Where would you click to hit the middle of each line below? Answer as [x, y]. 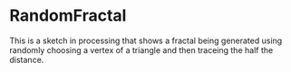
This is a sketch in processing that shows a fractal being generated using [146, 40]
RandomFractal [68, 16]
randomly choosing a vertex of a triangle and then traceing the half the [141, 49]
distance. [27, 59]
